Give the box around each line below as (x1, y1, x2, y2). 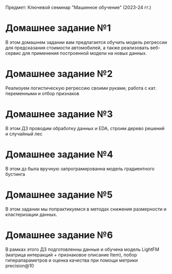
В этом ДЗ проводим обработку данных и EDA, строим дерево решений (5, 125, 165, 131)
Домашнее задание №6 (5, 229, 113, 241)
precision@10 (5, 262, 34, 268)
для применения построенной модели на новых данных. (22, 50, 147, 56)
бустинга (5, 171, 26, 177)
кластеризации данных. (5, 211, 58, 217)
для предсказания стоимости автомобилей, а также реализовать (5, 45, 149, 51)
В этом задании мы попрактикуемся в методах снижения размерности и (5, 206, 167, 212)
